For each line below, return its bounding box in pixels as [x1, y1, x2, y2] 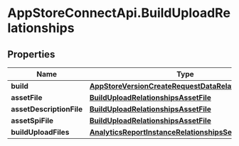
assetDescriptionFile [11, 104, 83, 114]
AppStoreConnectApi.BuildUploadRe [7, 5, 231, 21]
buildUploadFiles [11, 128, 70, 137]
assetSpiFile [11, 116, 54, 125]
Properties [7, 48, 55, 60]
